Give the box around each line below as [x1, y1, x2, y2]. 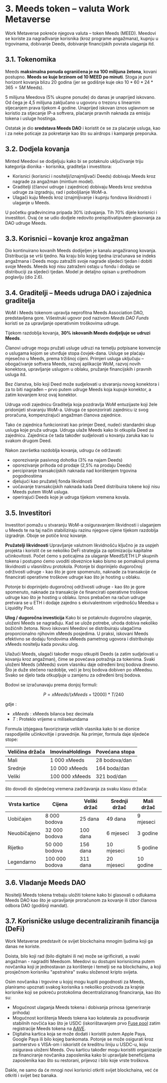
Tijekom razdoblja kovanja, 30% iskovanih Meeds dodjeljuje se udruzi [5, 330, 151, 336]
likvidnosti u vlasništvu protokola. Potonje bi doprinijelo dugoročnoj [5, 563, 143, 569]
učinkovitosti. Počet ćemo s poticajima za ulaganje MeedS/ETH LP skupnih [5, 553, 158, 558]
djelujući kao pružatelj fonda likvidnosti [12, 478, 92, 485]
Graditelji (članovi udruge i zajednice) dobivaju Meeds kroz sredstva [12, 183, 152, 190]
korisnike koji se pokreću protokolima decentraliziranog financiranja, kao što [5, 989, 161, 995]
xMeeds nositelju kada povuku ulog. [5, 641, 79, 647]
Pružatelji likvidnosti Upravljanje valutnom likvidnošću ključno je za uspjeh [5, 542, 159, 548]
